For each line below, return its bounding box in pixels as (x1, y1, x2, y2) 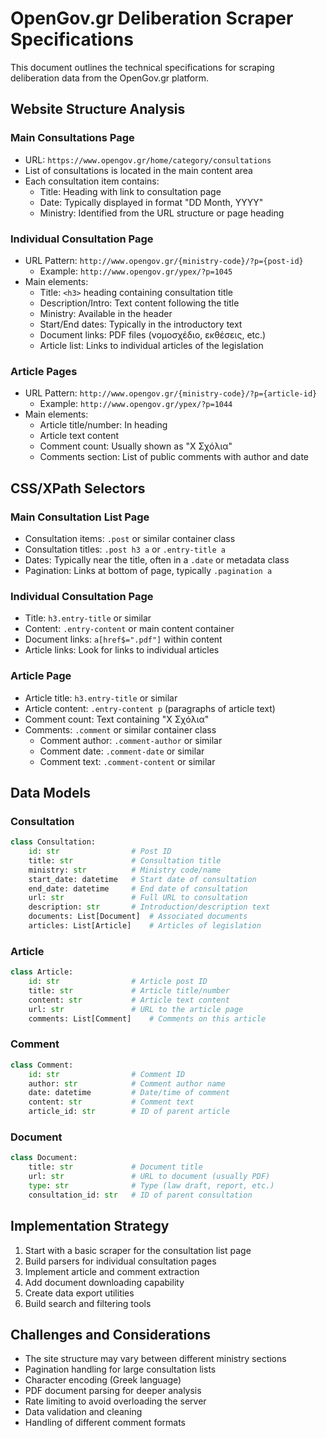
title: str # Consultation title (28, 855, 222, 866)
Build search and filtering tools (24, 1297, 152, 1309)
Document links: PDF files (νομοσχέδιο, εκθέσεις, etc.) (39, 328, 267, 341)
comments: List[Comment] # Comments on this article (28, 1013, 267, 1024)
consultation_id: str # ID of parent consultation (28, 1190, 253, 1200)
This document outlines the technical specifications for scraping (10, 61, 275, 73)
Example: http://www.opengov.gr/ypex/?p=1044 (39, 398, 233, 410)
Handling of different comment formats (24, 1417, 187, 1429)
